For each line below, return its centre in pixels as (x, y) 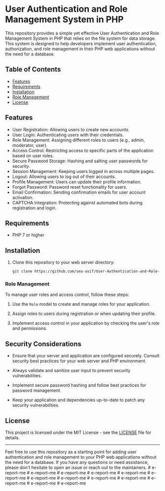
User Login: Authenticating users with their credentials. (68, 135)
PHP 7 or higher (28, 235)
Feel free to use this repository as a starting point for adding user (71, 452)
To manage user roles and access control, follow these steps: (67, 295)
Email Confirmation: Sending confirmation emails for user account (79, 192)
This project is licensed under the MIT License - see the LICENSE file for (78, 432)
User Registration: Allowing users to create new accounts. (71, 129)
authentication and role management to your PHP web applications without (81, 457)
